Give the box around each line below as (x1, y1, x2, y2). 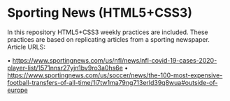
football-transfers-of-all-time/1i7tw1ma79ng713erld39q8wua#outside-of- (7, 78, 218, 86)
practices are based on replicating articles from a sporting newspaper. (7, 35, 210, 43)
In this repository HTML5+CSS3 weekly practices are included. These (7, 28, 208, 36)
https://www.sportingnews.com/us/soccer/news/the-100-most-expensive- (7, 71, 223, 79)
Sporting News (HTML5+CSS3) (7, 5, 192, 21)
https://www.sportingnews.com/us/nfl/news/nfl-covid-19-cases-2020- (12, 56, 217, 64)
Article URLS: (7, 42, 45, 51)
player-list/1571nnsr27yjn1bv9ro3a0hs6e (7, 63, 124, 72)
